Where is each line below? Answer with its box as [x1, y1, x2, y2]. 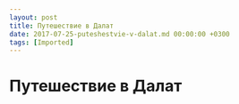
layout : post [9, 12, 58, 22]
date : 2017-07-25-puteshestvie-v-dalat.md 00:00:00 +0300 [9, 29, 230, 38]
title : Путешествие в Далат [9, 21, 115, 30]
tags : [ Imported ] [9, 37, 74, 47]
